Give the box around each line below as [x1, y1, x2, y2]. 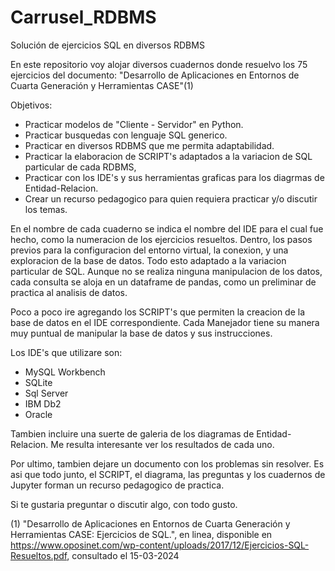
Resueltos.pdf [10, 549, 68, 561]
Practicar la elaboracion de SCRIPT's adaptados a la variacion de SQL [24, 150, 313, 162]
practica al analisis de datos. [10, 286, 128, 298]
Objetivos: [10, 99, 53, 111]
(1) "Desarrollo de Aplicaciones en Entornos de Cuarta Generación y [10, 517, 291, 530]
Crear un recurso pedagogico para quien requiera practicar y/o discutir [24, 192, 318, 205]
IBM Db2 [24, 397, 62, 410]
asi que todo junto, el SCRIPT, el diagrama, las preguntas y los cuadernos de [10, 468, 326, 480]
